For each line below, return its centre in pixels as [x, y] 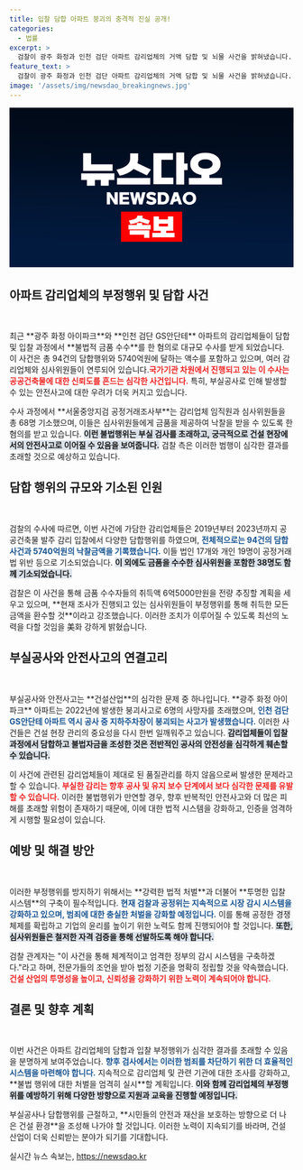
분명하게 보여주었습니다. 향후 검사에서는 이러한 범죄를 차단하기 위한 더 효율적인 [156, 1062]
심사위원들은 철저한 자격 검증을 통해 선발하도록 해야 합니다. [112, 936]
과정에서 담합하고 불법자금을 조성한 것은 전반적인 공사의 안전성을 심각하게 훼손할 [149, 743]
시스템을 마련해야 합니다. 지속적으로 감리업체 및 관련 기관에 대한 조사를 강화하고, [150, 1073]
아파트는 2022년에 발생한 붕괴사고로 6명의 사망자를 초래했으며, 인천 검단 [161, 710]
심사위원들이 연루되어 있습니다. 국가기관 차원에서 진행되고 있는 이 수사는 [165, 370]
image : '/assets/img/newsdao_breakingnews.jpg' [101, 86]
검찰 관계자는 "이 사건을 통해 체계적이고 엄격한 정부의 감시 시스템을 [127, 955]
